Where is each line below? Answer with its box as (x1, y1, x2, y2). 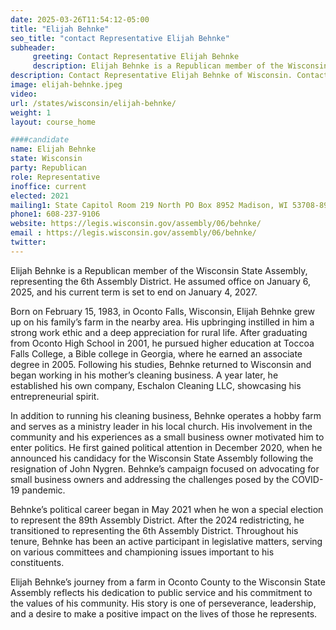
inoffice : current (10, 181, 87, 191)
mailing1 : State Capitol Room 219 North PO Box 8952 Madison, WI (10, 200, 288, 210)
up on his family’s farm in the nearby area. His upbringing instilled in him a (10, 316, 315, 328)
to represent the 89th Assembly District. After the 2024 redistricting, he (10, 514, 305, 526)
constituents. (10, 556, 65, 568)
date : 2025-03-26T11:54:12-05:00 (10, 14, 150, 25)
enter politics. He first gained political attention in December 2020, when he (10, 441, 323, 453)
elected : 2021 (10, 191, 70, 201)
